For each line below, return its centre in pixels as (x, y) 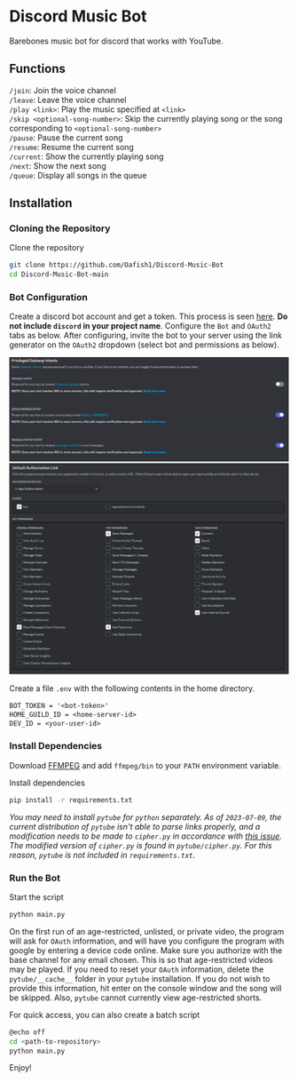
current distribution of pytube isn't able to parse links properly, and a (135, 826)
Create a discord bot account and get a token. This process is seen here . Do (149, 316)
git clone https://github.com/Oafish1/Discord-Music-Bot (117, 265)
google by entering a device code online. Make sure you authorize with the (146, 950)
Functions (38, 69)
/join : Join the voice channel (63, 90)
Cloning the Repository (60, 228)
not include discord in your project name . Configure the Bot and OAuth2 (141, 326)
